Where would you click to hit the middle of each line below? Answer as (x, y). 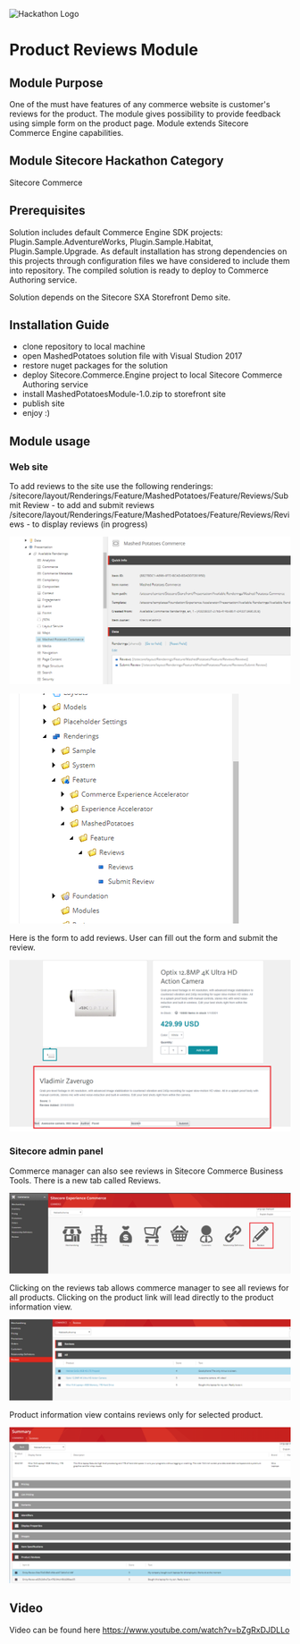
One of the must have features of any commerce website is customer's (140, 104)
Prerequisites (47, 211)
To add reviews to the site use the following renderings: (111, 487)
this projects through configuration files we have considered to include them (150, 260)
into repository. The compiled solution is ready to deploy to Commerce (139, 270)
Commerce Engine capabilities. (67, 133)
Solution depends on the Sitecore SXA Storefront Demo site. (120, 297)
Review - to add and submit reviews (88, 505)
